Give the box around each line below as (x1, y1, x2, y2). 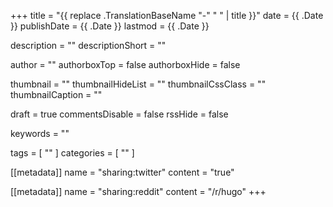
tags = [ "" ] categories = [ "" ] (10, 147, 135, 159)
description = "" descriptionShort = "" (10, 40, 167, 51)
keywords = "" (10, 128, 70, 139)
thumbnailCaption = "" (10, 89, 103, 100)
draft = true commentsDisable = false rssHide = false (10, 108, 229, 120)
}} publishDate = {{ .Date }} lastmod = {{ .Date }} (10, 20, 210, 32)
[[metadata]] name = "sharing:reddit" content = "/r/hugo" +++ (10, 186, 267, 197)
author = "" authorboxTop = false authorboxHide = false (10, 59, 241, 70)
